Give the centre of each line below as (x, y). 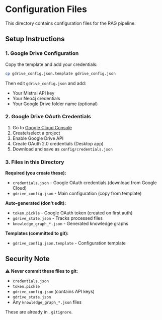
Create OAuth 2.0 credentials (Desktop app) (58, 143)
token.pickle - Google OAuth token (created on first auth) (72, 213)
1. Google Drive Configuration (42, 53)
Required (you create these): (36, 173)
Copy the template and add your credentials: (51, 64)
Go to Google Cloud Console (42, 127)
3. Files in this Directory (35, 162)
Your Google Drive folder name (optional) (55, 104)
